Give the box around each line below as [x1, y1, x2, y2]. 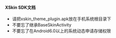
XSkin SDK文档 [5, 4, 36, 10]
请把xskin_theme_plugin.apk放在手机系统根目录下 [12, 16, 112, 22]
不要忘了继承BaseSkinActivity [12, 22, 72, 28]
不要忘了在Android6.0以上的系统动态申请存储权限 [12, 28, 111, 34]
